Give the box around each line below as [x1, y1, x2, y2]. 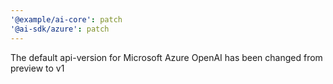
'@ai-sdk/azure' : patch [10, 24, 110, 34]
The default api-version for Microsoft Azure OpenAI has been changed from [10, 51, 323, 63]
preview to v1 [10, 62, 65, 74]
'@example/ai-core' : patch [10, 14, 123, 25]
